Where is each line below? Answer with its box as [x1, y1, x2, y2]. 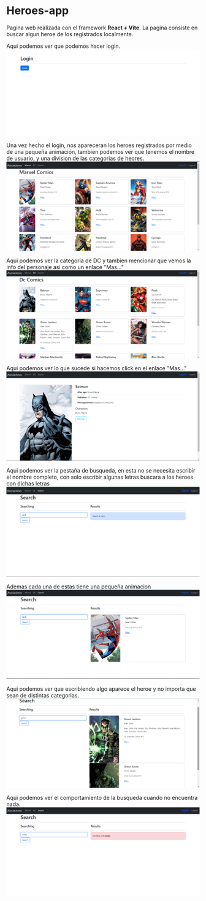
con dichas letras [6, 479, 50, 487]
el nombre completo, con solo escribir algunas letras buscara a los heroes [6, 473, 194, 481]
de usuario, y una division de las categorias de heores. [6, 154, 145, 162]
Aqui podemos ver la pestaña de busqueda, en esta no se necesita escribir [6, 466, 196, 474]
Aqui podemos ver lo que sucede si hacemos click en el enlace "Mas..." [6, 365, 187, 371]
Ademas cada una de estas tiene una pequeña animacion [6, 583, 151, 590]
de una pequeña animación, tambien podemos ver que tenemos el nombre [6, 148, 195, 155]
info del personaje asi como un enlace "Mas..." [6, 264, 124, 271]
